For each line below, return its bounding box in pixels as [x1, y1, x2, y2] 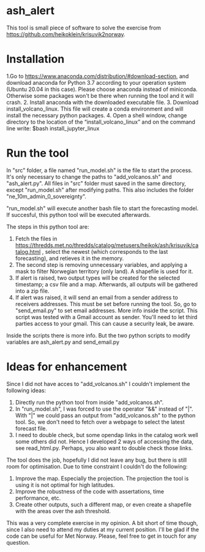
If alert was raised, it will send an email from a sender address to [15, 293, 179, 301]
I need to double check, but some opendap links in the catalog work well [15, 431, 198, 438]
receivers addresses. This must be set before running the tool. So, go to [15, 300, 197, 307]
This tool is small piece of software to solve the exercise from [6, 24, 161, 31]
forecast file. [15, 425, 48, 432]
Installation [6, 52, 65, 66]
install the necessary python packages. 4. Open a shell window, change [6, 111, 187, 119]
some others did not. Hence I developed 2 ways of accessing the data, [15, 438, 194, 445]
